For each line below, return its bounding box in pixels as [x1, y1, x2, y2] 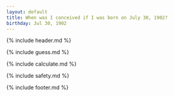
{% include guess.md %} [6, 49, 69, 56]
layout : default [6, 9, 48, 15]
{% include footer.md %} [6, 84, 69, 91]
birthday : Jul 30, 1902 [6, 20, 67, 26]
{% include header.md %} [6, 37, 71, 44]
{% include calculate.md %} [6, 60, 77, 67]
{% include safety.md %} [6, 72, 70, 80]
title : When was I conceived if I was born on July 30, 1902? [6, 15, 168, 21]
